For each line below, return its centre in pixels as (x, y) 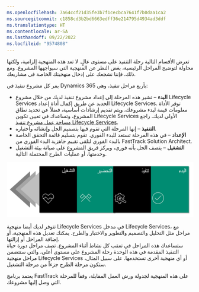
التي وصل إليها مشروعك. (34, 283)
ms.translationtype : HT (36, 25)
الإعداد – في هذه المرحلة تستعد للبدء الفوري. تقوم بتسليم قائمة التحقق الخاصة (101, 135)
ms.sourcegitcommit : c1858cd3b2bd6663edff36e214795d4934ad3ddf (86, 19)
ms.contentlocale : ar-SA (37, 31)
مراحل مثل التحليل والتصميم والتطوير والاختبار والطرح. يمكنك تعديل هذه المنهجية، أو (98, 233)
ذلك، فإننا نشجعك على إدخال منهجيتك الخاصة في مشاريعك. (71, 74)
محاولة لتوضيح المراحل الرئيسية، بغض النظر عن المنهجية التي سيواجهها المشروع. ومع (100, 68)
